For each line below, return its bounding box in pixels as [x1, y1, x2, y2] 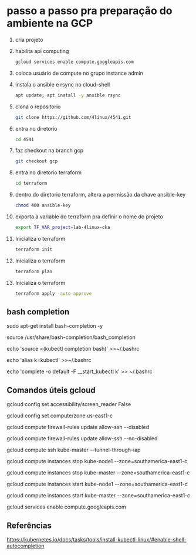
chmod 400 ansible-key [15, 202, 71, 208]
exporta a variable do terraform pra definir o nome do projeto [15, 213, 163, 220]
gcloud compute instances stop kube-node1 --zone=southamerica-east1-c [6, 458, 188, 465]
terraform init [15, 246, 53, 252]
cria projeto [15, 36, 43, 43]
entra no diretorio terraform [15, 169, 82, 176]
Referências [6, 520, 52, 530]
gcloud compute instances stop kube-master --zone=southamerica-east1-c [6, 469, 190, 476]
